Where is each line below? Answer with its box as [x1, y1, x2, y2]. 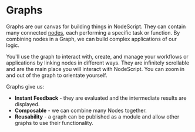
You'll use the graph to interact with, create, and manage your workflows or [6, 53, 189, 60]
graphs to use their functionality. [14, 119, 94, 126]
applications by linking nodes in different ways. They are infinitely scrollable [6, 59, 190, 66]
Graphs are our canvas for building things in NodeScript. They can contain [6, 23, 186, 30]
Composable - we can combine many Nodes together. [14, 107, 147, 114]
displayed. [14, 100, 40, 107]
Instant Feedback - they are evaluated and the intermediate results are [14, 94, 187, 101]
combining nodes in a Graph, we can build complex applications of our [6, 35, 177, 42]
